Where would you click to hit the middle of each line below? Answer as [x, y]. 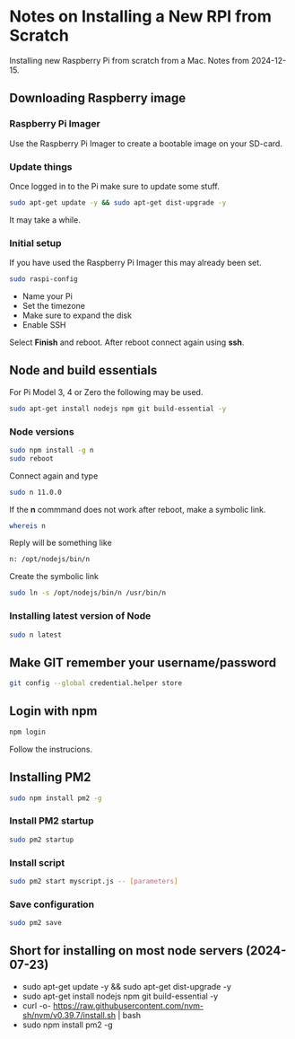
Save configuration [52, 904]
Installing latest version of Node [80, 616]
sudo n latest [36, 635]
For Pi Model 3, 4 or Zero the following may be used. [106, 392]
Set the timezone [53, 305]
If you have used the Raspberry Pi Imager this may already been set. [135, 263]
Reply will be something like [61, 543]
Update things [41, 166]
